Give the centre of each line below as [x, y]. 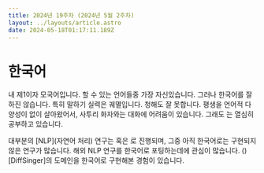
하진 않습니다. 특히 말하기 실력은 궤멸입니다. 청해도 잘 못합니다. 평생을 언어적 [126, 105]
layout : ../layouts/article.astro [65, 23]
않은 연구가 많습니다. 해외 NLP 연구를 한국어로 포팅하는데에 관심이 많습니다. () [128, 151]
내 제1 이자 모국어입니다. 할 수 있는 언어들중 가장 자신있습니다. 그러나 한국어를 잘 [130, 94]
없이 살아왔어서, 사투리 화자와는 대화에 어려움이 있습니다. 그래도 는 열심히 [141, 114]
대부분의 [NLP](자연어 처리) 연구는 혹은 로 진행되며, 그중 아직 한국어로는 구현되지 [132, 141]
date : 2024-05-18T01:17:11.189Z [61, 30]
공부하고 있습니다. [36, 124]
